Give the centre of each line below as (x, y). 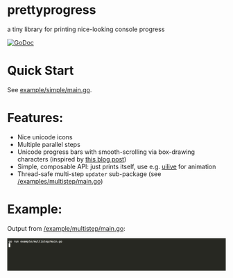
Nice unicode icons (45, 137)
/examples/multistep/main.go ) (60, 181)
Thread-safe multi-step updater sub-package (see (89, 174)
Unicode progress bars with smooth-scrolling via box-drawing (106, 152)
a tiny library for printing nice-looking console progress (86, 29)
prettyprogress (52, 10)
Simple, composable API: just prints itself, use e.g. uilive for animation (116, 166)
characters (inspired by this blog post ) (72, 159)
